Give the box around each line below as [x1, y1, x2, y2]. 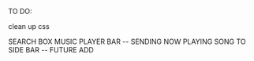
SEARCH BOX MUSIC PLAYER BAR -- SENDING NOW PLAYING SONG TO [8, 37, 246, 46]
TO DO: [8, 7, 33, 16]
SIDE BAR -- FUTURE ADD [8, 45, 95, 54]
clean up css [8, 22, 50, 30]
